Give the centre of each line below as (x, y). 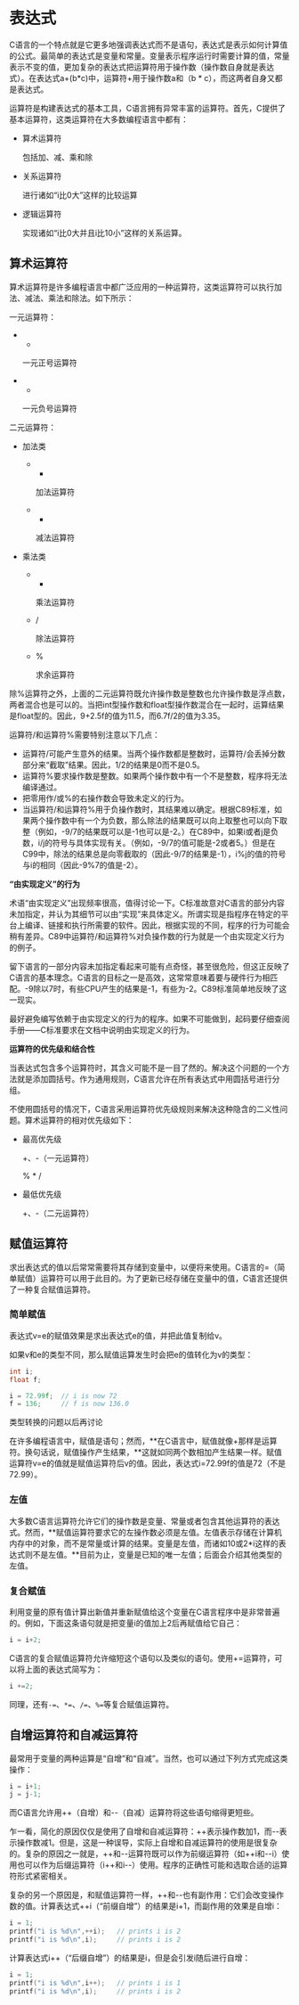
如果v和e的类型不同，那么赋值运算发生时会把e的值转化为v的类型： (131, 1354)
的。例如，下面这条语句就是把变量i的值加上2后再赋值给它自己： (125, 1623)
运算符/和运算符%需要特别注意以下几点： (85, 734)
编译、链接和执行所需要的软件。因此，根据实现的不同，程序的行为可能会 (157, 925)
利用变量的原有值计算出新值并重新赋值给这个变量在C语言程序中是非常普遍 (145, 1612)
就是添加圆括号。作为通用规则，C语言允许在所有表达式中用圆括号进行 (145, 1078)
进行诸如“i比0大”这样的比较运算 (80, 195)
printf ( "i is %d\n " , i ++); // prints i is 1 (95, 1983)
